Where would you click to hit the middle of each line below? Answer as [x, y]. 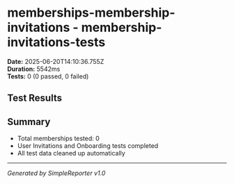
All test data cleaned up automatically [71, 153]
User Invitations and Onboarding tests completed [88, 146]
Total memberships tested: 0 [58, 139]
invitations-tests [56, 42]
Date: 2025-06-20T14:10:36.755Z [56, 61]
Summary [29, 122]
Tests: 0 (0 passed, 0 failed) [48, 76]
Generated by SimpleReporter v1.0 [56, 173]
